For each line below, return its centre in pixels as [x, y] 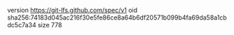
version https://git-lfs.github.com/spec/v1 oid [73, 10]
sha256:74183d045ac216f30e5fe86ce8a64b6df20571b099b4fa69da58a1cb [117, 17]
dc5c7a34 [22, 25]
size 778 [50, 25]
